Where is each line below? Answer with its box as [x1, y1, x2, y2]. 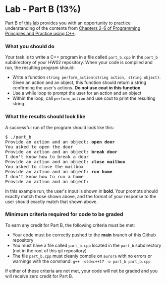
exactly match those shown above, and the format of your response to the [5, 193, 157, 199]
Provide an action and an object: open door [5, 139, 115, 144]
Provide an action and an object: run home [5, 169, 112, 174]
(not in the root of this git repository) [12, 247, 87, 254]
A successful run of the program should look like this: [5, 124, 114, 130]
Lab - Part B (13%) [5, 3, 81, 15]
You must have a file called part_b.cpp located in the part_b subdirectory [12, 242, 162, 248]
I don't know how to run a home [5, 174, 84, 179]
